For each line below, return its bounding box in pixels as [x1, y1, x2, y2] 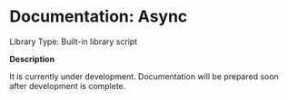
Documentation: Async [9, 6, 188, 27]
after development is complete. [9, 80, 126, 91]
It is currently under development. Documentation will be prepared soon [9, 70, 279, 82]
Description [9, 53, 55, 64]
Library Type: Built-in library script [9, 36, 138, 47]
